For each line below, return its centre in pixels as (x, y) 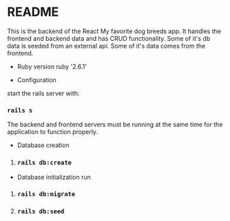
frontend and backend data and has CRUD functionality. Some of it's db (109, 38)
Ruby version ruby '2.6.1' (52, 66)
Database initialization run (54, 177)
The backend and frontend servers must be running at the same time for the (115, 124)
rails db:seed (41, 212)
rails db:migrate (46, 194)
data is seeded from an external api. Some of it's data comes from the (106, 46)
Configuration (36, 79)
